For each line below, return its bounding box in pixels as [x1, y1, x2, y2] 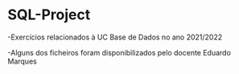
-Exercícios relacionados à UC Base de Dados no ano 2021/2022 [7, 32, 223, 42]
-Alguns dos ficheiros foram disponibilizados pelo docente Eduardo [7, 47, 231, 57]
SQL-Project [7, 6, 91, 24]
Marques [7, 56, 37, 66]
